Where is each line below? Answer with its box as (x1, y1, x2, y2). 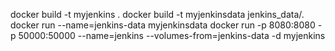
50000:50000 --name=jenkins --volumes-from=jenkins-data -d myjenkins (18, 30, 326, 41)
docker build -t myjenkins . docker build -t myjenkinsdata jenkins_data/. (10, 9, 305, 20)
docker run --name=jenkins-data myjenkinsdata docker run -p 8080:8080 (10, 19, 316, 31)
